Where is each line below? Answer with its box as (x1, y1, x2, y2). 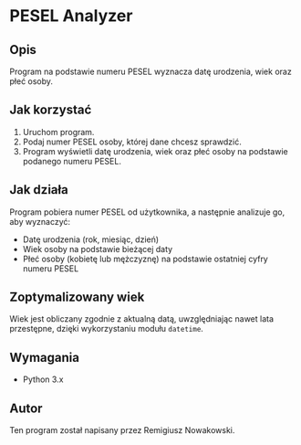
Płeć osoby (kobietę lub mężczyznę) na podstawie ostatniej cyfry (22, 253, 269, 264)
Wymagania (9, 349, 80, 366)
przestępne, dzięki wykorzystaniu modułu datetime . (9, 323, 203, 334)
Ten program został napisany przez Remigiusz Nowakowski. (9, 425, 235, 436)
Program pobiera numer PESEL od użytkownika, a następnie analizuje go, (9, 207, 285, 217)
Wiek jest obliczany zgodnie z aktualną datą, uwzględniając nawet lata (9, 313, 275, 324)
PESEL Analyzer (9, 5, 133, 26)
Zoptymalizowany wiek (9, 290, 145, 305)
